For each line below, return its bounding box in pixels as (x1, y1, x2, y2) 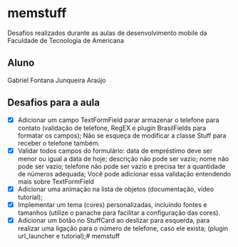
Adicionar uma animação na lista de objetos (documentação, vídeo (17, 184, 214, 193)
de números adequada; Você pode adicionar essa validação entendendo (17, 169, 232, 178)
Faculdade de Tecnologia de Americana (7, 36, 125, 44)
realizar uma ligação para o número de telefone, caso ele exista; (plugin (17, 223, 229, 233)
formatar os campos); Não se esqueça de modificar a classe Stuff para (17, 131, 227, 140)
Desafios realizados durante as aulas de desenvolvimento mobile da (7, 29, 208, 37)
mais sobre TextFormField (17, 177, 95, 186)
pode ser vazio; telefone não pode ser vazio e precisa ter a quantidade (17, 162, 226, 171)
